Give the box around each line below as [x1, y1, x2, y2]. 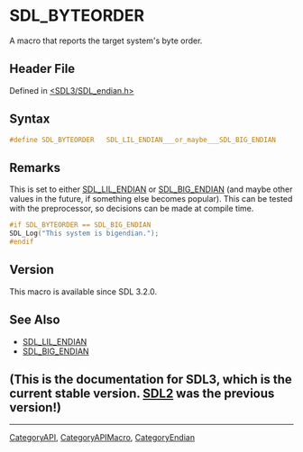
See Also [9, 312, 60, 328]
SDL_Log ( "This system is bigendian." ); [9, 229, 160, 239]
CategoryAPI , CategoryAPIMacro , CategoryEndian [9, 432, 196, 443]
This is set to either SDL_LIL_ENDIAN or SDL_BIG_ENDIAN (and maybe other [9, 184, 293, 194]
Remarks [9, 159, 61, 176]
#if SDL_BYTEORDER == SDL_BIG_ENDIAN [9, 221, 151, 230]
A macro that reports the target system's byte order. [9, 35, 203, 46]
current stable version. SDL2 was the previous [9, 385, 275, 401]
